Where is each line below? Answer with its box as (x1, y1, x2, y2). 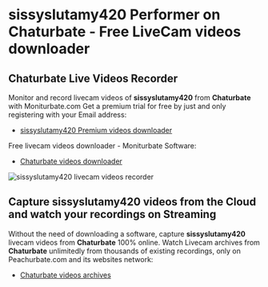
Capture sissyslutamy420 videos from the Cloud (8, 195, 257, 209)
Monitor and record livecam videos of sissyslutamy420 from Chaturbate (8, 93, 251, 102)
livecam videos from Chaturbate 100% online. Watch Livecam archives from (8, 237, 260, 247)
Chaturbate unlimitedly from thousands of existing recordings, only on (8, 246, 242, 256)
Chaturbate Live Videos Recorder (8, 71, 178, 85)
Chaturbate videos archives (19, 270, 112, 280)
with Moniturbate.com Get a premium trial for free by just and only (8, 102, 226, 111)
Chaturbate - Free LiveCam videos (8, 22, 242, 41)
